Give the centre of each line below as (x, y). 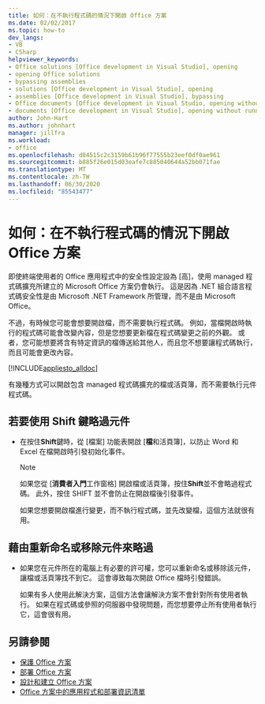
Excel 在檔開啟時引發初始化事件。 (75, 451)
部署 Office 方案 (45, 672)
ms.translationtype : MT (47, 170)
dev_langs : (26, 37)
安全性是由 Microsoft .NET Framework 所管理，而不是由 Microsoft (129, 296)
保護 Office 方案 (45, 662)
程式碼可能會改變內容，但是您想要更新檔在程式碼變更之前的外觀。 (129, 332)
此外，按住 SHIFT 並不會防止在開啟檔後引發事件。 (117, 493)
